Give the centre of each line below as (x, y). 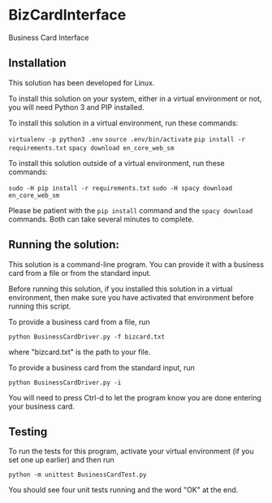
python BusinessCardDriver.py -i (65, 383)
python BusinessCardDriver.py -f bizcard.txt (86, 337)
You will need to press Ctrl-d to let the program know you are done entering (135, 397)
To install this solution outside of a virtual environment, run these (117, 163)
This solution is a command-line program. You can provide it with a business (136, 264)
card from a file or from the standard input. (80, 273)
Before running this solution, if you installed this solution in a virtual (121, 289)
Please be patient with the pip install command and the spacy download (131, 210)
